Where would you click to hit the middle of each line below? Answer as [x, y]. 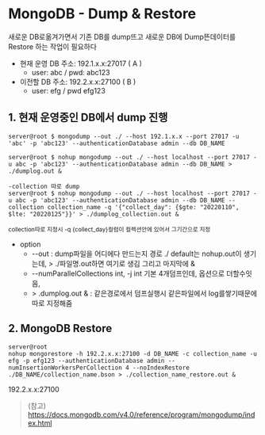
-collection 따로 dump [44, 186]
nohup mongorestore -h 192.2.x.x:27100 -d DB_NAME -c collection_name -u [133, 353]
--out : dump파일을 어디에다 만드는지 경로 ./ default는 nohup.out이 [136, 254]
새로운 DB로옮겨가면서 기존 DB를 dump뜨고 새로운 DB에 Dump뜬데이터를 [122, 36]
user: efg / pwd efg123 [68, 90]
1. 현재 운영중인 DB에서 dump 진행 [88, 118]
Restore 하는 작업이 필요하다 [53, 46]
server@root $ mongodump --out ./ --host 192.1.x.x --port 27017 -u [124, 136]
